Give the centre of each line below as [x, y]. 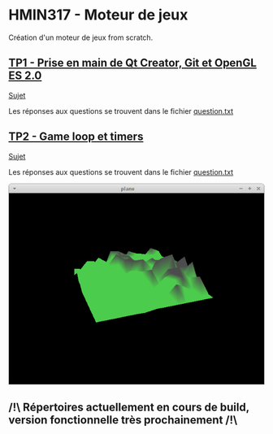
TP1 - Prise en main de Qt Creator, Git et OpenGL [133, 63]
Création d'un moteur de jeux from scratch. [81, 37]
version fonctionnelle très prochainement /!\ [123, 420]
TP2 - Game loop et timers [76, 137]
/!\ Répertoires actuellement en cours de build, [129, 408]
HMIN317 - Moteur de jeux [98, 15]
